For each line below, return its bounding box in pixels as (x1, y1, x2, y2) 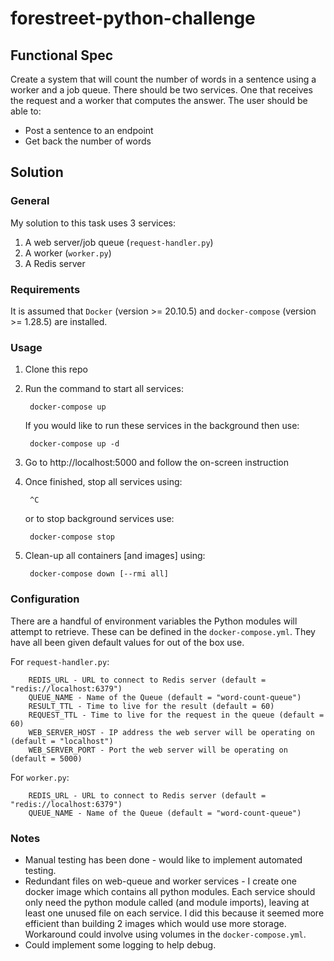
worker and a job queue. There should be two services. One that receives (10, 84, 313, 96)
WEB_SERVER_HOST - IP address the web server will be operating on (28, 727, 315, 737)
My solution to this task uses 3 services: (10, 217, 177, 229)
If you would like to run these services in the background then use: (24, 420, 300, 432)
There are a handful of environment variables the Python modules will (10, 615, 298, 627)
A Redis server (24, 257, 86, 269)
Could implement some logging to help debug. (24, 938, 217, 951)
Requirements (10, 282, 81, 296)
